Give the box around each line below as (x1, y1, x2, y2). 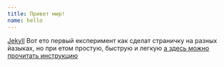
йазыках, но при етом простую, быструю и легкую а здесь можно (7, 44, 210, 52)
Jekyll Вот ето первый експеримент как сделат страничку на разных (7, 36, 218, 44)
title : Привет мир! (7, 10, 66, 18)
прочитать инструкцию (7, 51, 78, 60)
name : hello (7, 17, 43, 24)
